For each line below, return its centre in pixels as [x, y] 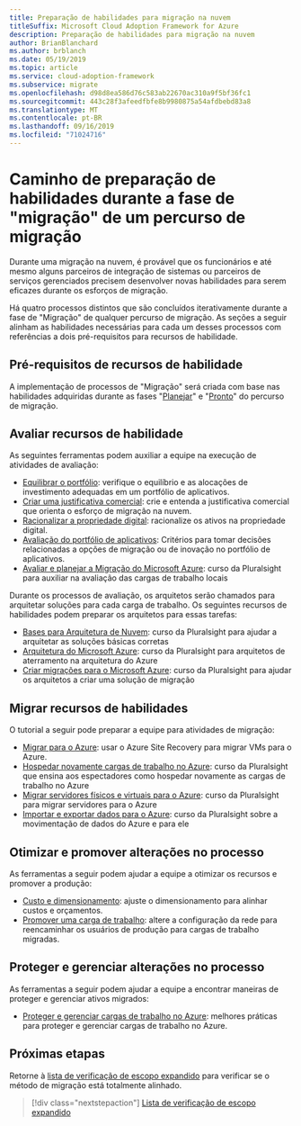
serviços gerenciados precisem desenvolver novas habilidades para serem [148, 281]
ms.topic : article [44, 68]
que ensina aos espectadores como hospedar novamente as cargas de [154, 776]
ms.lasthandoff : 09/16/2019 [62, 127]
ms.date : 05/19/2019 [48, 59]
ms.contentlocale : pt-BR [56, 118]
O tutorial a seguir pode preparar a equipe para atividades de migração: [142, 730]
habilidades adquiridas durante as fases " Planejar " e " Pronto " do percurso [147, 396]
